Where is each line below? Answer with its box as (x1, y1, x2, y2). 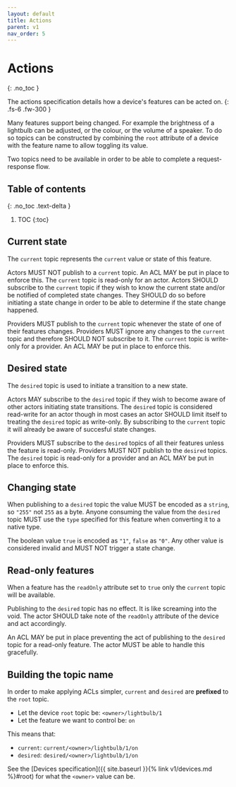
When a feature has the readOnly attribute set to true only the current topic (7, 584, 226, 592)
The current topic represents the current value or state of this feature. (7, 254, 212, 263)
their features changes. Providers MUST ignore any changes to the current (7, 326, 225, 336)
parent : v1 (7, 23, 39, 30)
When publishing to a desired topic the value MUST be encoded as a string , (7, 500, 230, 509)
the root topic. (7, 695, 49, 704)
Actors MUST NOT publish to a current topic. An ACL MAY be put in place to (7, 268, 230, 276)
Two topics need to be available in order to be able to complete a (7, 155, 196, 163)
